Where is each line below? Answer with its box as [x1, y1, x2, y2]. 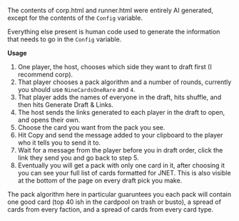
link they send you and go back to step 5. [17, 153, 139, 162]
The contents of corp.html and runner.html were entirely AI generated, [7, 6, 214, 14]
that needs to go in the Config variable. [7, 35, 122, 43]
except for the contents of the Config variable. [7, 14, 143, 22]
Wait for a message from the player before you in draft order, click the [17, 146, 223, 154]
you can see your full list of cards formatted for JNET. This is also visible [17, 169, 231, 177]
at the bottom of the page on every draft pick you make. [17, 176, 183, 185]
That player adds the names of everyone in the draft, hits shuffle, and [17, 93, 222, 101]
